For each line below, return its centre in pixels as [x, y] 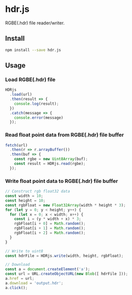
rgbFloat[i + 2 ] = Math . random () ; [50, 233]
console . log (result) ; [36, 104]
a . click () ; [16, 288]
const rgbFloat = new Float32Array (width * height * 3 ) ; [66, 205]
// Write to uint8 [24, 251]
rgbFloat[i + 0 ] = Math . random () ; [50, 224]
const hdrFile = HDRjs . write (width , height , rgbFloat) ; [64, 256]
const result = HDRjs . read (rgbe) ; [50, 164]
